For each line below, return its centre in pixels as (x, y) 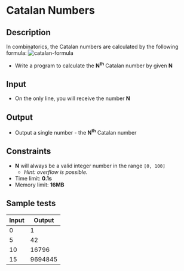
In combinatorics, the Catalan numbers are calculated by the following (92, 46)
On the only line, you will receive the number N (72, 98)
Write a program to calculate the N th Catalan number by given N (94, 65)
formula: (16, 53)
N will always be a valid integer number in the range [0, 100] (90, 166)
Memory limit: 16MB (39, 185)
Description (28, 32)
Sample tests (31, 203)
